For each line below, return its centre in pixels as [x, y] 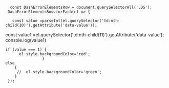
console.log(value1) [26, 40]
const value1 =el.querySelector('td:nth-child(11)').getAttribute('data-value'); [85, 35]
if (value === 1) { [26, 50]
